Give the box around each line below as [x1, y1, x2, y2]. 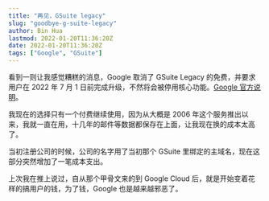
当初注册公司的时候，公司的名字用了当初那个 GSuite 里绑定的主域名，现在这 [8, 146, 260, 156]
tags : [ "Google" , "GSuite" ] [8, 49, 103, 57]
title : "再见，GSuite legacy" [8, 11, 106, 20]
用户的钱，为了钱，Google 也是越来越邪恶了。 [29, 184, 183, 193]
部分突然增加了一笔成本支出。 [8, 157, 107, 166]
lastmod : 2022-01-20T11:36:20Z [8, 34, 114, 43]
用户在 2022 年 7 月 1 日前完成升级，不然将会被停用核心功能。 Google [8, 82, 238, 92]
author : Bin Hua [8, 27, 63, 35]
